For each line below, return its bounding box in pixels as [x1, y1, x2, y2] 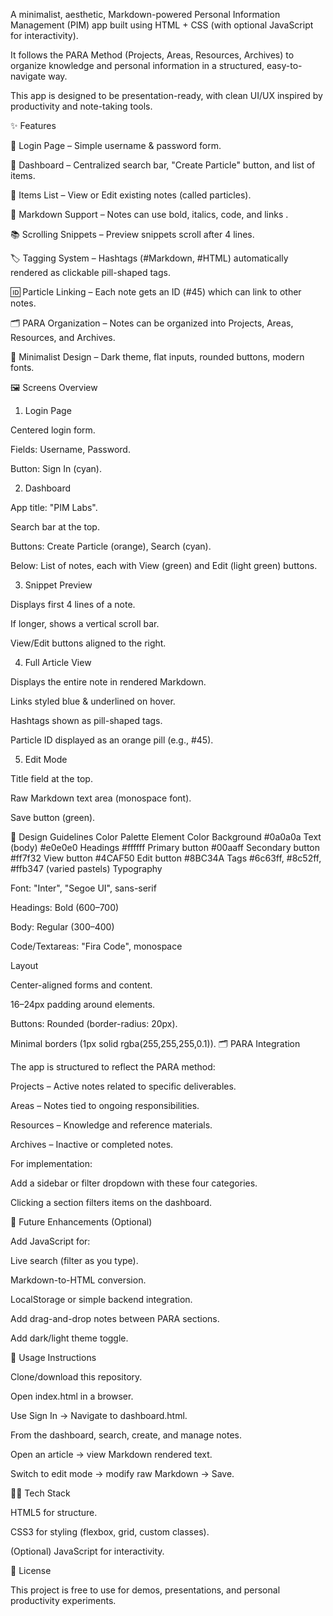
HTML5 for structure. [10, 1507, 98, 1518]
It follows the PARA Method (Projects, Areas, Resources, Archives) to [10, 49, 295, 61]
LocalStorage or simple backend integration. [10, 1294, 193, 1305]
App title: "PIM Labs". [10, 502, 98, 513]
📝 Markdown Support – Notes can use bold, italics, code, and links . [10, 209, 289, 220]
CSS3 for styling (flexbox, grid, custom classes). [10, 1526, 210, 1538]
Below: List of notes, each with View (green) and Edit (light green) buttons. [10, 560, 318, 571]
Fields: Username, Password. [10, 444, 131, 455]
